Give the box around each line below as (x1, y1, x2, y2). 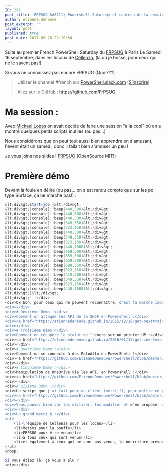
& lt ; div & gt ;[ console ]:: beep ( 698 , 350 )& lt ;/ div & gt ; (5, 263, 111, 268)
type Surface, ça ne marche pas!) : (5, 192, 77, 198)
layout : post (5, 26, 32, 31)
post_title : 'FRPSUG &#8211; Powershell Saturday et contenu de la (5, 12, 149, 17)
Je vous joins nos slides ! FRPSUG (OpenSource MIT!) (5, 153, 116, 159)
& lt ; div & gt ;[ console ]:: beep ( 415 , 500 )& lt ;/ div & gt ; (5, 272, 111, 277)
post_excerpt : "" (5, 21, 41, 27)
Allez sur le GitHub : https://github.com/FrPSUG (17, 89, 116, 95)
